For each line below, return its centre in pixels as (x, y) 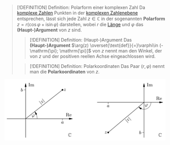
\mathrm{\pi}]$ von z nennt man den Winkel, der (111, 51)
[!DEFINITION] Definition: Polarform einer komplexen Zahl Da (81, 7)
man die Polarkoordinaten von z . (65, 72)
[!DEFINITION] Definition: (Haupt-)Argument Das (81, 40)
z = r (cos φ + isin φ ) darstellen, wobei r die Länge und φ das (80, 24)
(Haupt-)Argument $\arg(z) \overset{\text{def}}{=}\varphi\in (94, 45)
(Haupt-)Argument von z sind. (49, 30)
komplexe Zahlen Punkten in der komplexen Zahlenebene (77, 13)
